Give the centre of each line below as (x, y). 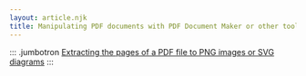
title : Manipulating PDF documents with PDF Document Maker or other (144, 26)
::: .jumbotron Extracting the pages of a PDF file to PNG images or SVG (142, 52)
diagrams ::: (32, 62)
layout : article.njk (49, 18)
